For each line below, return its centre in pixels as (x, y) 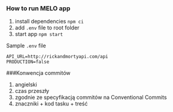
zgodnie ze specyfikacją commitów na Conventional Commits (91, 98)
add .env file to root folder (47, 28)
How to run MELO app (38, 8)
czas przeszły (32, 91)
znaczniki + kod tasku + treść (51, 104)
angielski (26, 84)
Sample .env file (26, 46)
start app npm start (39, 34)
